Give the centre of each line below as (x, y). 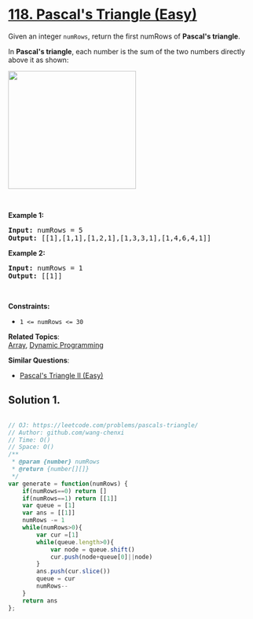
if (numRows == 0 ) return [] (65, 491)
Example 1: (26, 215)
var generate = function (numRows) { (68, 484)
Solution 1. (34, 400)
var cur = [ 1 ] (58, 535)
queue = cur (56, 579)
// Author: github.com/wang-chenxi (66, 433)
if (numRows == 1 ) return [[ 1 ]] (70, 498)
